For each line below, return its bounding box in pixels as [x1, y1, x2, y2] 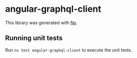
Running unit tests [5, 34, 63, 42]
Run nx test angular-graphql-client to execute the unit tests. [5, 47, 133, 53]
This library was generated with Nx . [5, 20, 78, 26]
